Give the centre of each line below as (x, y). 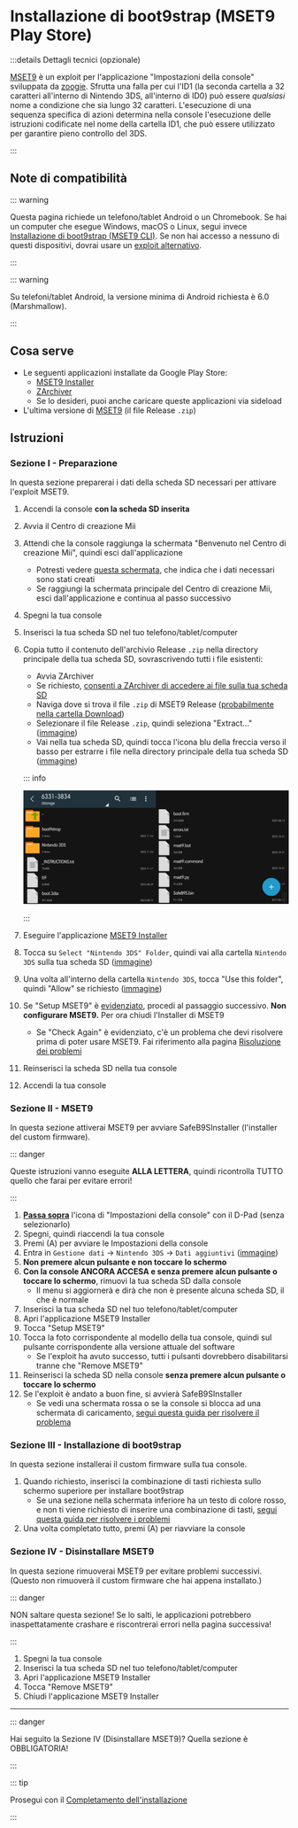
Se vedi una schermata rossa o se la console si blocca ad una (149, 1403)
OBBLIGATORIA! (39, 1748)
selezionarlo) (46, 1224)
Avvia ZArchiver (65, 676)
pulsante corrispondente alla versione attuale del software (129, 1347)
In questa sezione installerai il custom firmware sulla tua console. (129, 1465)
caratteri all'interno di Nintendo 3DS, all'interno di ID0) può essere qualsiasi (148, 96)
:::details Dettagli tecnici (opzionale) (75, 59)
